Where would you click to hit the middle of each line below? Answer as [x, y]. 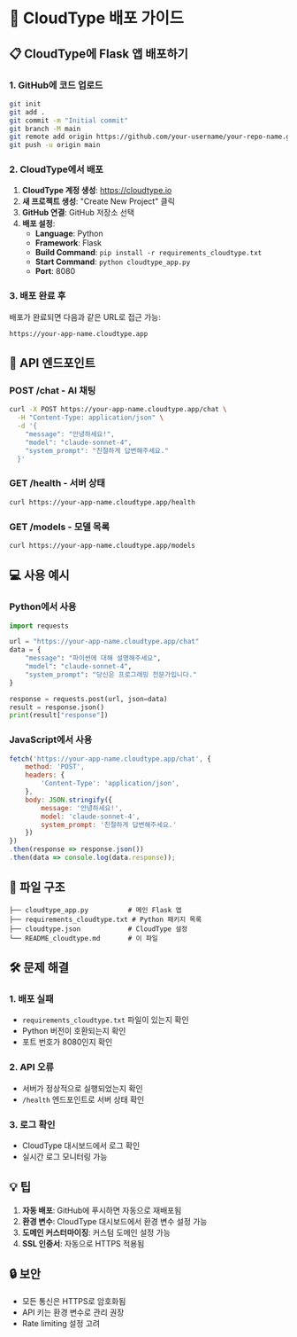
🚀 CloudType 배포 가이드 [96, 18]
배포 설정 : [38, 223]
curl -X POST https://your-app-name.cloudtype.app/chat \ [118, 410]
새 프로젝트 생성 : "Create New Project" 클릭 [98, 201]
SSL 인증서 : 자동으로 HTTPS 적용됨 [83, 1243]
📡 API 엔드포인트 [52, 363]
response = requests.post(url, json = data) [88, 699]
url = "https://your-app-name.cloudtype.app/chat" [104, 642]
